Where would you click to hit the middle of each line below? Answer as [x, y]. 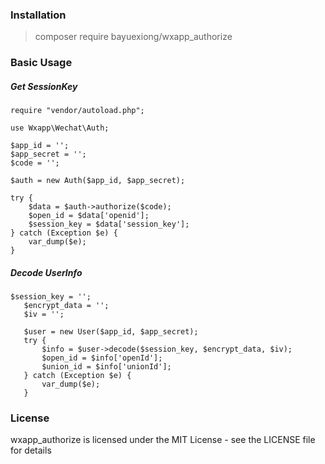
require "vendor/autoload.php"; [77, 111]
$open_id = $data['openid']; [89, 216]
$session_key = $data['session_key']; [109, 224]
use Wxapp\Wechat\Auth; [60, 128]
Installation [38, 15]
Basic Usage [41, 63]
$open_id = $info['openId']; [102, 358]
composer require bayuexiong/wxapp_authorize [133, 37]
